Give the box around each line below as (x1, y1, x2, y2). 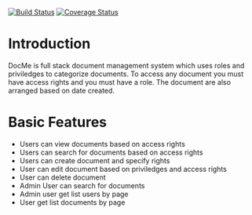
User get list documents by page (19, 197, 126, 207)
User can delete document (19, 173, 106, 182)
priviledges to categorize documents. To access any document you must (8, 69, 244, 78)
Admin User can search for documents (19, 180, 145, 190)
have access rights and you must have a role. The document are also (8, 77, 232, 86)
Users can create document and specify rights (19, 155, 170, 165)
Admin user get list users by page (19, 189, 129, 199)
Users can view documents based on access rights (19, 139, 186, 148)
